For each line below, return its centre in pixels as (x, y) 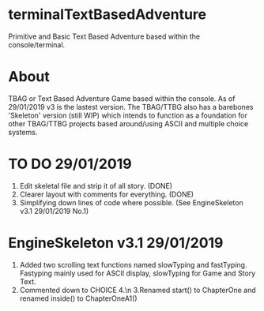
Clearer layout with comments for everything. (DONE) (107, 194)
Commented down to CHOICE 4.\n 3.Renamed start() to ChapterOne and (138, 290)
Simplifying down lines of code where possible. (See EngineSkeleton (131, 202)
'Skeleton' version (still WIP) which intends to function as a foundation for (128, 115)
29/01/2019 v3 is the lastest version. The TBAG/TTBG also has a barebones (131, 107)
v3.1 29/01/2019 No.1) (54, 211)
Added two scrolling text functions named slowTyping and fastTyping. (133, 264)
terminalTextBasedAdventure (107, 15)
